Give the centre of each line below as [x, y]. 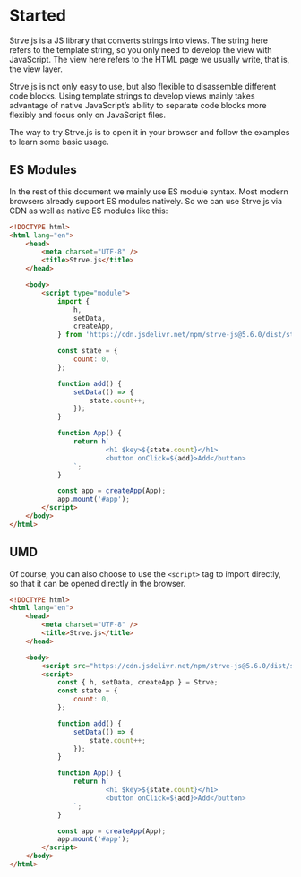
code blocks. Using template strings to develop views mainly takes [132, 96]
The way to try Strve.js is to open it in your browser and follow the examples [150, 132]
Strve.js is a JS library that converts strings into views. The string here [139, 40]
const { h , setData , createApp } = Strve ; [138, 683]
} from [69, 335]
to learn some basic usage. [59, 142]
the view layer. [36, 69]
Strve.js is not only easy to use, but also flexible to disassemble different [143, 86]
